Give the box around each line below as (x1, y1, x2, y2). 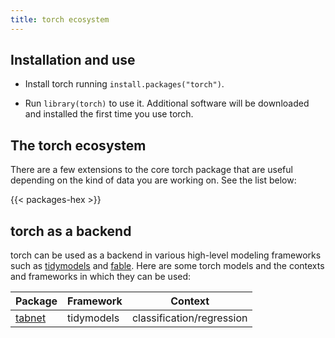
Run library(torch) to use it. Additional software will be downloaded (24, 97, 310, 110)
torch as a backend (10, 222, 132, 240)
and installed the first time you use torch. (24, 108, 194, 120)
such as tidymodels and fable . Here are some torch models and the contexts (10, 260, 325, 272)
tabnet (15, 311, 47, 325)
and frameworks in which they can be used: (10, 271, 192, 283)
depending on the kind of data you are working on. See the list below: (10, 174, 297, 186)
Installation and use (10, 52, 136, 69)
